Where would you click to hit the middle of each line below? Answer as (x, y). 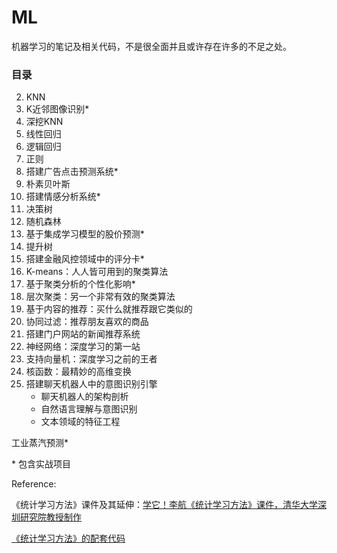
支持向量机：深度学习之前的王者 (91, 359)
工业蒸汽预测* (40, 443)
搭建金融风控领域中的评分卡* (85, 259)
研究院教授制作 (50, 517)
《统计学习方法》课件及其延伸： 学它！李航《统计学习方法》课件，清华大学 (164, 505)
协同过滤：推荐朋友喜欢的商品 (87, 322)
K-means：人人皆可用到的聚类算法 (97, 272)
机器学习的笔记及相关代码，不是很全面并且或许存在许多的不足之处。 (151, 46)
